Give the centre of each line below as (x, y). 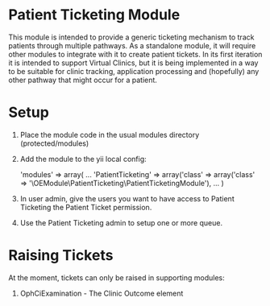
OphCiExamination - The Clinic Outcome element (102, 293)
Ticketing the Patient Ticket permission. (86, 207)
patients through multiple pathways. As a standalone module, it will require (132, 45)
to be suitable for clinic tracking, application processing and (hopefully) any (134, 71)
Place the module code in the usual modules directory (110, 134)
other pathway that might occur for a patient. (83, 80)
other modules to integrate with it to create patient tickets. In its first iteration (135, 54)
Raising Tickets (61, 256)
